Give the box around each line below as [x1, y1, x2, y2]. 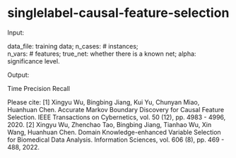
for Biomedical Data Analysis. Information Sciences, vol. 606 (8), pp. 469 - [7, 135, 225, 144]
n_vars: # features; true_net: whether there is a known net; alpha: [7, 49, 196, 58]
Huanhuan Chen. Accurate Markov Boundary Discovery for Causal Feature [7, 105, 225, 114]
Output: [7, 71, 30, 79]
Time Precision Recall [7, 84, 71, 92]
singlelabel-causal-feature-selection [7, 5, 230, 21]
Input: [7, 28, 25, 37]
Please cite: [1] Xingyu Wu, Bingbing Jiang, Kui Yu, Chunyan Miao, [7, 97, 200, 107]
